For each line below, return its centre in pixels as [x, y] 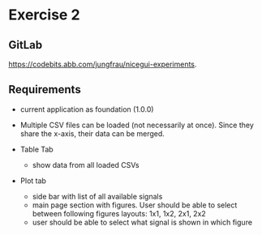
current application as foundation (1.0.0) [87, 109]
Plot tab [33, 181]
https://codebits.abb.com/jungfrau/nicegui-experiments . [103, 64]
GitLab [26, 45]
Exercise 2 [44, 15]
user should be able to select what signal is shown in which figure [142, 222]
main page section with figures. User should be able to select [135, 205]
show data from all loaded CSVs [86, 164]
